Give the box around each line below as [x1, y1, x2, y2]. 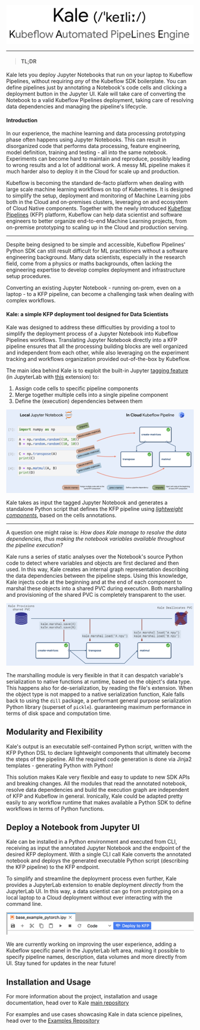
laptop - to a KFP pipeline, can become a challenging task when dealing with [6, 291, 194, 298]
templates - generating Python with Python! [6, 761, 113, 769]
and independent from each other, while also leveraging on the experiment [6, 349, 189, 356]
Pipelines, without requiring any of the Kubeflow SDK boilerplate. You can [6, 78, 187, 85]
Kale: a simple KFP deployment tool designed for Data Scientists [6, 310, 168, 317]
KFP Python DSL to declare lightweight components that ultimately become [6, 749, 191, 756]
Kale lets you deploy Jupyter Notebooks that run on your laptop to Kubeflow [6, 71, 193, 79]
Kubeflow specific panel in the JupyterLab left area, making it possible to [6, 947, 185, 954]
